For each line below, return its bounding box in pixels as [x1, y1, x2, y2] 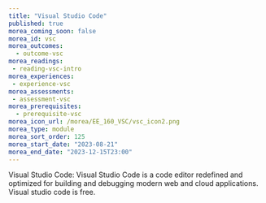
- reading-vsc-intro [11, 65, 82, 73]
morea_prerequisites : [8, 102, 82, 110]
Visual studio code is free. [8, 188, 96, 197]
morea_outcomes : [8, 42, 63, 50]
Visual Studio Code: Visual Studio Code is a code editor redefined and [8, 170, 243, 179]
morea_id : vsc [8, 34, 57, 43]
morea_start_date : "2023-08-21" [8, 140, 118, 149]
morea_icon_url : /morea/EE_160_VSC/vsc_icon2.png [8, 118, 181, 126]
